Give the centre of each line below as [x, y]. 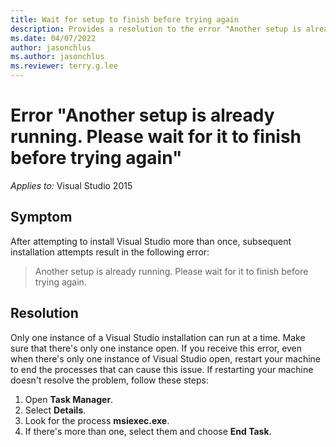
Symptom [41, 217]
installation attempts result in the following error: [110, 252]
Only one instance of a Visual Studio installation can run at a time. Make [158, 337]
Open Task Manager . [69, 399]
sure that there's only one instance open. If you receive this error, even [156, 348]
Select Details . [55, 410]
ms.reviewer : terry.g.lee [64, 66]
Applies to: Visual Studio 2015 [71, 185]
